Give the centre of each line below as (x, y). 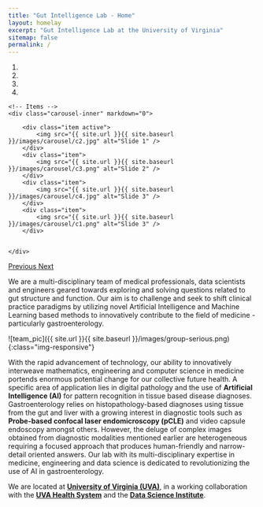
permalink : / (30, 45)
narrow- (232, 446)
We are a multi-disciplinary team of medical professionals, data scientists (127, 281)
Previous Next (31, 267)
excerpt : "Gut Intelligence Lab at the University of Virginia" (116, 30)
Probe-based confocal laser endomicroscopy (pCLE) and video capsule (127, 421)
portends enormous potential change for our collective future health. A (123, 379)
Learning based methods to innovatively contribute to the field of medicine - (132, 315)
